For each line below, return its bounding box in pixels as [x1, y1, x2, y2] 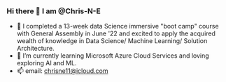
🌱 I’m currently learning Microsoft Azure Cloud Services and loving [16, 51, 209, 60]
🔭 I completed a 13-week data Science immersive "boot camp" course [16, 22, 219, 31]
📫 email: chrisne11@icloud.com [16, 67, 108, 75]
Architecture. [16, 44, 55, 53]
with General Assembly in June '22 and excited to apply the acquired [16, 29, 216, 38]
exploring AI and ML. [16, 59, 77, 67]
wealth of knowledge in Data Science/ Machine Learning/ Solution [16, 37, 208, 45]
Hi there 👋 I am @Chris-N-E [6, 6, 101, 16]
